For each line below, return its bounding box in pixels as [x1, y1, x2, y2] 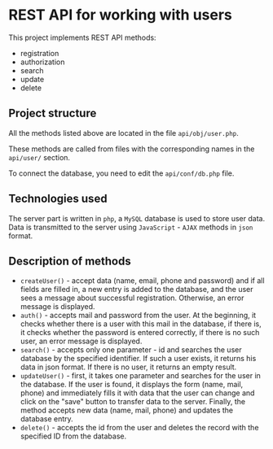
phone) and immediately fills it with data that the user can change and [20, 388, 255, 398]
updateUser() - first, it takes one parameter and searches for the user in [20, 371, 261, 381]
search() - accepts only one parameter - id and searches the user [20, 345, 242, 355]
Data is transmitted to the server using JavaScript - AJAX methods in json [8, 222, 253, 232]
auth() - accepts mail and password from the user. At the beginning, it [20, 311, 257, 320]
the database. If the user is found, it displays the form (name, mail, [20, 380, 244, 390]
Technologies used [8, 192, 108, 206]
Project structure [8, 107, 97, 120]
